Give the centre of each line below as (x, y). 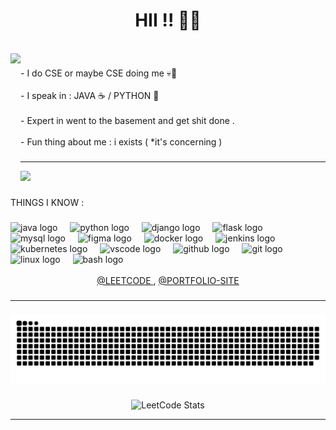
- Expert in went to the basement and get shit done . (127, 120)
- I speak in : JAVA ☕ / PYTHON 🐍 (90, 95)
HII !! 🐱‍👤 (168, 20)
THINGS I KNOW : (47, 202)
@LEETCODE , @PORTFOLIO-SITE (168, 280)
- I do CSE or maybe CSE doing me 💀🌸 (99, 73)
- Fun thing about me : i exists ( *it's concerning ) (121, 141)
